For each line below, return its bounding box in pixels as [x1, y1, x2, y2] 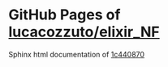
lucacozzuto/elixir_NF [8, 23, 160, 41]
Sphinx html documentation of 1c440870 [8, 49, 144, 59]
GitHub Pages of [8, 6, 121, 24]
